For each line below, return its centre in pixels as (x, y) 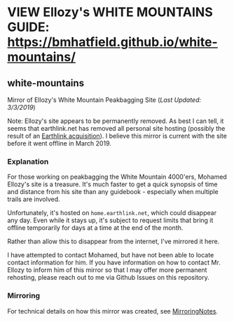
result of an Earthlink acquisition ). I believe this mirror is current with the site (117, 136)
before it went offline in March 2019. (60, 143)
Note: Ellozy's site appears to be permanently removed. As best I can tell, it (116, 121)
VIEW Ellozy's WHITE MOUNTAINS (110, 12)
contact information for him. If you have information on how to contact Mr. (114, 263)
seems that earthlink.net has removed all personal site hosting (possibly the (116, 128)
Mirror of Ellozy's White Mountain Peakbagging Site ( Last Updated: (104, 100)
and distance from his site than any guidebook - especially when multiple (113, 192)
